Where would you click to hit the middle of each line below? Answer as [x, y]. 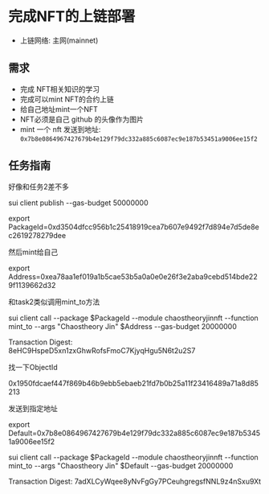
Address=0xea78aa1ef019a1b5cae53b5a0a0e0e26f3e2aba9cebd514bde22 [133, 276]
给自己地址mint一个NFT [59, 109]
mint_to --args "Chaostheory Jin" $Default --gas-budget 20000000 [121, 465]
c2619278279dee [37, 235]
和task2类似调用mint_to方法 [54, 302]
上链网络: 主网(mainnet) [59, 40]
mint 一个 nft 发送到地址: [60, 129]
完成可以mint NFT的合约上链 [67, 99]
